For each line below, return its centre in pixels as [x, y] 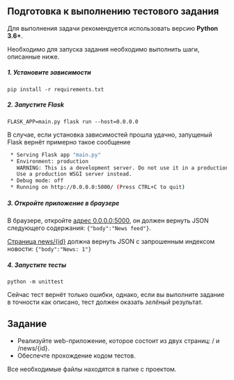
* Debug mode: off [37, 181]
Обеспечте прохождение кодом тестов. [76, 356]
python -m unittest [36, 282]
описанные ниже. [33, 56]
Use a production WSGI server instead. [74, 174]
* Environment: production [49, 161]
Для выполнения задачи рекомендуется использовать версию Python [112, 28]
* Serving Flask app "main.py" [55, 155]
